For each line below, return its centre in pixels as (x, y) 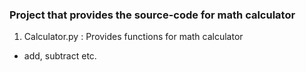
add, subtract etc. (60, 56)
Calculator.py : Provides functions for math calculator (133, 37)
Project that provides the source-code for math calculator (152, 15)
